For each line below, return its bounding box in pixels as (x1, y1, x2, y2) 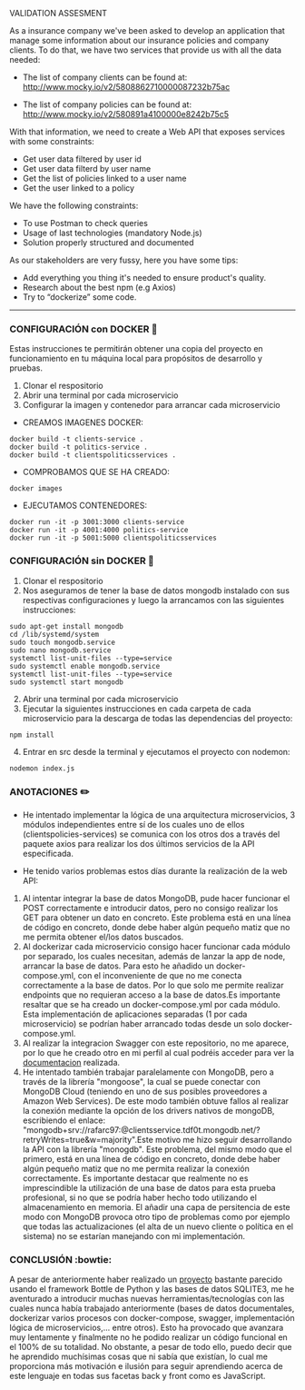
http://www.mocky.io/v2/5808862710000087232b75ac (22, 82, 231, 92)
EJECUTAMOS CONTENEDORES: (22, 500, 148, 511)
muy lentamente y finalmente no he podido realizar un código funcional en (9, 1332, 288, 1343)
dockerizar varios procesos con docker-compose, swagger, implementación (9, 1313, 295, 1324)
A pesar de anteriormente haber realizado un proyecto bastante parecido (9, 1274, 283, 1285)
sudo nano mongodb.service (9, 645, 112, 655)
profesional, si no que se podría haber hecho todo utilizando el (22, 1192, 257, 1203)
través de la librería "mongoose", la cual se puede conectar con (22, 1076, 261, 1087)
